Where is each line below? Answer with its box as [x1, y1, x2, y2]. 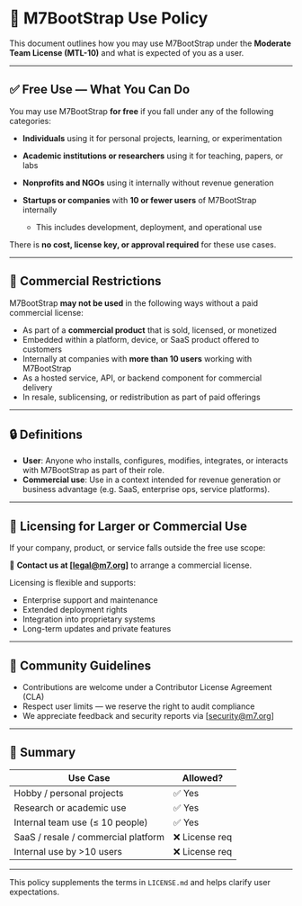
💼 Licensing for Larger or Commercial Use [9, 518, 247, 534]
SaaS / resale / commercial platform [13, 830, 164, 843]
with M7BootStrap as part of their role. [22, 465, 164, 476]
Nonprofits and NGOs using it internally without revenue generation [22, 177, 274, 188]
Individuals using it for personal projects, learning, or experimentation [22, 132, 283, 143]
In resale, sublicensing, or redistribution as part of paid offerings [22, 391, 261, 402]
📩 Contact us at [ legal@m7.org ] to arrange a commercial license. [9, 560, 253, 570]
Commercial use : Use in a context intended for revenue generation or [22, 474, 281, 485]
